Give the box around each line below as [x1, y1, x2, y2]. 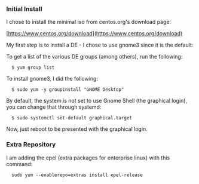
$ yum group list [11, 65, 55, 70]
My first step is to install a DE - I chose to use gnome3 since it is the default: [6, 41, 194, 49]
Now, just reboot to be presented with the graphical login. [6, 125, 148, 133]
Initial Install [6, 5, 42, 13]
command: [6, 160, 33, 167]
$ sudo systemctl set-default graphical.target [11, 115, 133, 121]
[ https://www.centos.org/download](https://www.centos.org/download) [6, 30, 183, 37]
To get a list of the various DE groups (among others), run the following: [6, 53, 183, 60]
